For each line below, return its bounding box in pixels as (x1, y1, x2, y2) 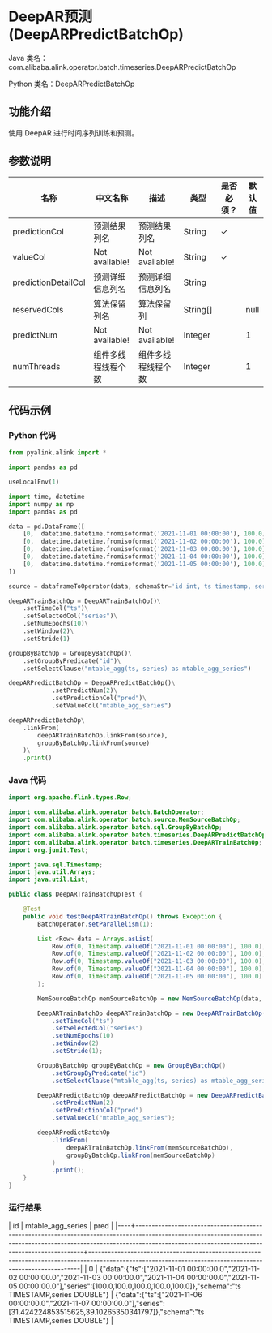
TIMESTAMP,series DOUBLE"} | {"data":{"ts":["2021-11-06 (8, 1290, 202, 1300)
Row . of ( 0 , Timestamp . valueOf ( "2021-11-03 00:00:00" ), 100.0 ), (51, 957, 266, 965)
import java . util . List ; (8, 875, 89, 884)
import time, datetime (8, 492, 85, 501)
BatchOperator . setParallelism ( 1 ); (37, 920, 154, 928)
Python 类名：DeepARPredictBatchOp (8, 79, 135, 88)
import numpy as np (8, 500, 74, 508)
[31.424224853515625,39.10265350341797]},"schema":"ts (8, 1307, 205, 1317)
